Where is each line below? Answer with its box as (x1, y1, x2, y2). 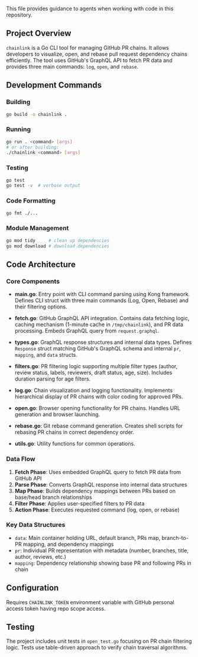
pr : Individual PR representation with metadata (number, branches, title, (14, 547, 189, 554)
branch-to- (161, 534, 189, 541)
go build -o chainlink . (6, 111, 67, 117)
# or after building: (6, 144, 60, 150)
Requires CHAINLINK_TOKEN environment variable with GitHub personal (6, 598, 174, 606)
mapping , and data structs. (14, 352, 78, 359)
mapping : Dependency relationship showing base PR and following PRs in (14, 559, 192, 566)
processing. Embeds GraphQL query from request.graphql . (14, 327, 160, 334)
